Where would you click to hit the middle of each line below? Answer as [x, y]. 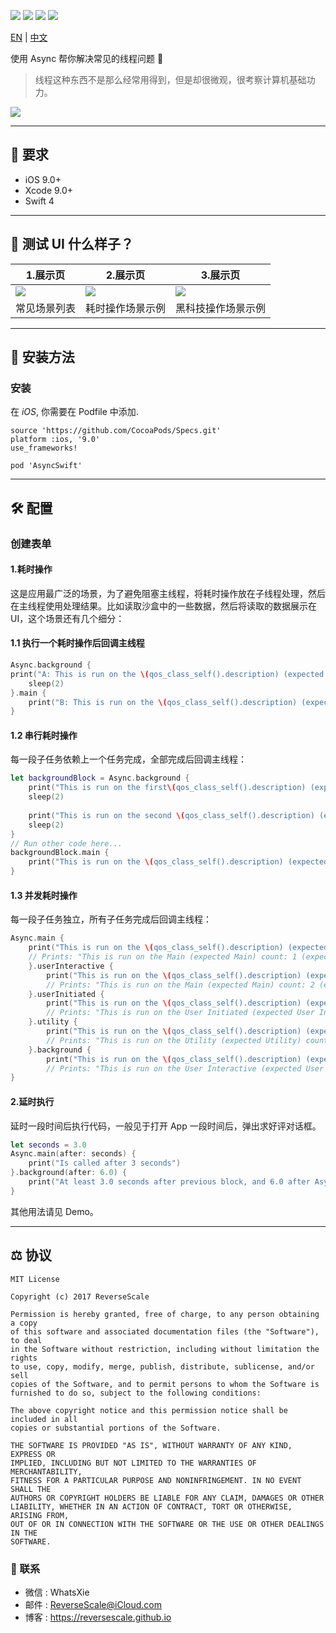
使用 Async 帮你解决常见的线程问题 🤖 [87, 58]
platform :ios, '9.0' [55, 440]
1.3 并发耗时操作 [44, 895]
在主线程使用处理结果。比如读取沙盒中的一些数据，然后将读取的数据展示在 [163, 606]
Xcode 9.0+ [49, 190]
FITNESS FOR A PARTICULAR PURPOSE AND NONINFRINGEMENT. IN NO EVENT [156, 1480]
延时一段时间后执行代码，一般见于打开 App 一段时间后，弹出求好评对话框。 [166, 1126]
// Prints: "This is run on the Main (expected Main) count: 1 [163, 957]
